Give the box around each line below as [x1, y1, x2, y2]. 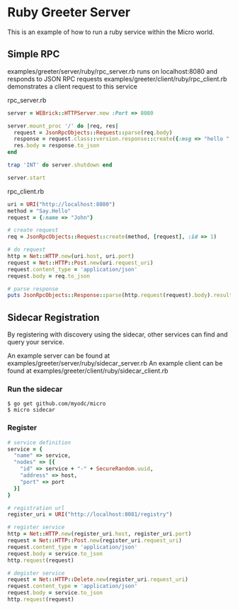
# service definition [7, 439, 72, 446]
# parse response [7, 285, 59, 293]
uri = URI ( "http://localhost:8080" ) [7, 200, 115, 208]
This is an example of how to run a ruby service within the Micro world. [7, 28, 215, 36]
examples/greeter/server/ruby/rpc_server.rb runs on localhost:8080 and [7, 67, 218, 75]
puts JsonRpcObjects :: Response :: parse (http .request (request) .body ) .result [7, 292, 233, 299]
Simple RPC [7, 48, 60, 60]
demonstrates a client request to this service [7, 82, 138, 91]
